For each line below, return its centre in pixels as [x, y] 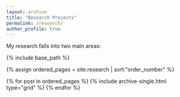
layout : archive [27, 12]
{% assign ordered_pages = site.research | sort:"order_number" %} [90, 70]
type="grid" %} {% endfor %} [43, 88]
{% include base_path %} [38, 58]
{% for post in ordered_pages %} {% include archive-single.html [86, 81]
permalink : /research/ [35, 23]
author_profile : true [34, 29]
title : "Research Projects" [42, 18]
